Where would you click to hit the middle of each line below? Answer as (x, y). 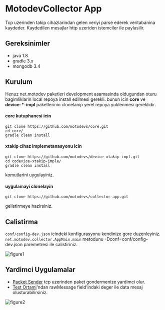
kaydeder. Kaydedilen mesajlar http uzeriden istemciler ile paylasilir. (75, 27)
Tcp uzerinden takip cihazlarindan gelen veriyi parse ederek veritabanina (80, 22)
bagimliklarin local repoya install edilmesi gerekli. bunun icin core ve (75, 99)
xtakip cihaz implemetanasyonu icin (43, 146)
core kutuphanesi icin (28, 116)
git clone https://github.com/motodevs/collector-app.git (67, 197)
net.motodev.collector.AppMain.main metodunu (54, 239)
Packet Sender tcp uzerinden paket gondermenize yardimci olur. (79, 282)
